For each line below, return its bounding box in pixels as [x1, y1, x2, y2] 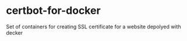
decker [6, 29, 23, 36]
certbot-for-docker [6, 4, 101, 17]
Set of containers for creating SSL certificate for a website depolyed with [6, 23, 182, 30]
